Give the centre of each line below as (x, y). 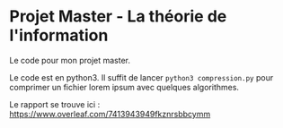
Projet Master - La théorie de (118, 17)
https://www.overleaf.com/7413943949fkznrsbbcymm (110, 114)
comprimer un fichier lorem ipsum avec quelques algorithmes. (124, 87)
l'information (59, 35)
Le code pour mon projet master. (70, 60)
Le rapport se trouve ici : (55, 104)
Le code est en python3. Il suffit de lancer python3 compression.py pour (141, 77)
